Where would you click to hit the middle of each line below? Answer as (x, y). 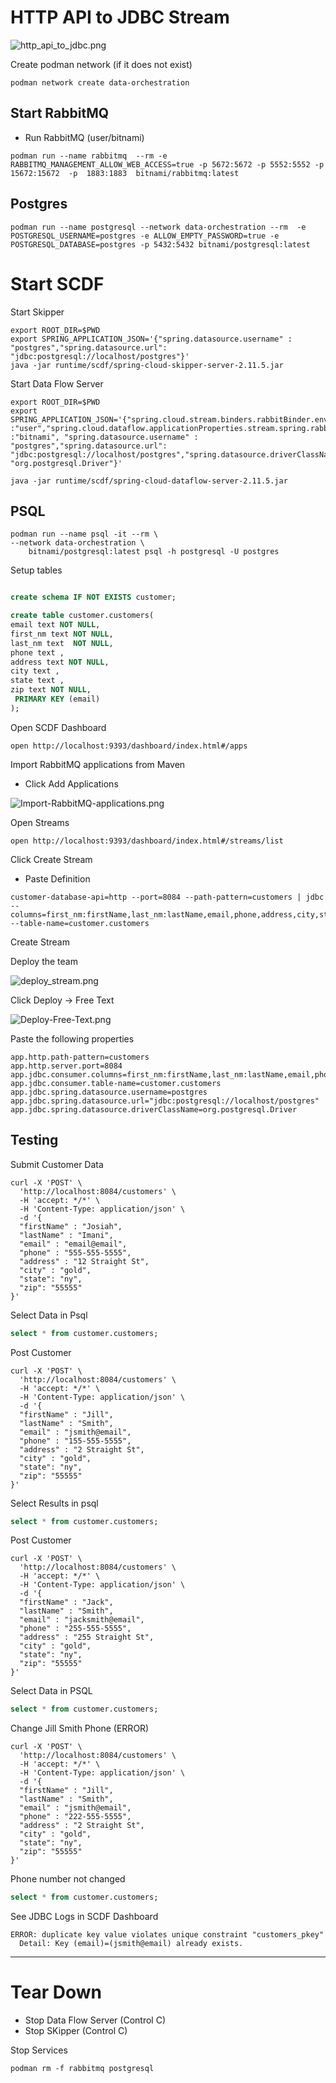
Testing (34, 1140)
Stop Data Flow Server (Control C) (95, 2020)
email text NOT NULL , (55, 625)
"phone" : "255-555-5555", (75, 1629)
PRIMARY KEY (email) (57, 699)
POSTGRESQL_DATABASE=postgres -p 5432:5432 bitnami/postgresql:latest (160, 244)
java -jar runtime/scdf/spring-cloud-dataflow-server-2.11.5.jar (149, 481)
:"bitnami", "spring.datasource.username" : (104, 437)
